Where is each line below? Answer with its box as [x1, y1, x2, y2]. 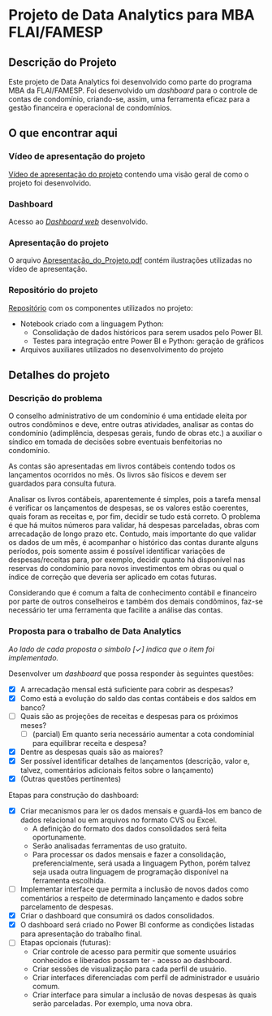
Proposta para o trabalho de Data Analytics [8, 626, 182, 637]
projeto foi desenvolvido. [8, 177, 92, 188]
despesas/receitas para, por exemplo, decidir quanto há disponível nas [8, 555, 246, 565]
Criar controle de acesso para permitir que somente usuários [32, 947, 237, 957]
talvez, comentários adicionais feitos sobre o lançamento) [19, 765, 214, 774]
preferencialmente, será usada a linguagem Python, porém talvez [32, 858, 251, 868]
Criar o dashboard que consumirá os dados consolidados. [19, 911, 215, 921]
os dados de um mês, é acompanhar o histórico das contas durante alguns [8, 538, 259, 547]
